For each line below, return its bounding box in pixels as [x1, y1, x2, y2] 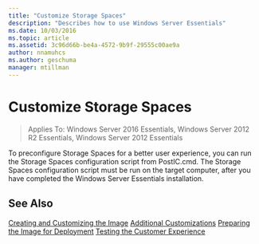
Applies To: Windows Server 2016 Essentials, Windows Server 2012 [27, 124, 249, 134]
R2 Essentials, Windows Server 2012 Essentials [27, 132, 183, 142]
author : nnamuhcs [8, 49, 66, 57]
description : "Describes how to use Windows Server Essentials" [8, 19, 226, 27]
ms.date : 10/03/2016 [8, 26, 77, 34]
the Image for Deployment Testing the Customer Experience [8, 226, 206, 236]
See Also [8, 197, 53, 211]
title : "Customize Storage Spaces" [8, 11, 127, 20]
